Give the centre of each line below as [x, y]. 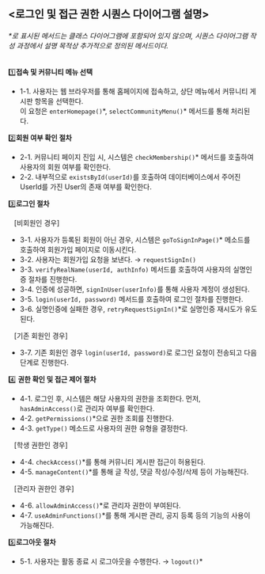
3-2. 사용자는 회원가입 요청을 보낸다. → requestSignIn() [108, 259]
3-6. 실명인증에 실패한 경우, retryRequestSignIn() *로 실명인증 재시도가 [131, 309]
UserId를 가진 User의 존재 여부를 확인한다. [85, 186]
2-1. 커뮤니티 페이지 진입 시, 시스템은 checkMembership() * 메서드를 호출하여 [137, 157]
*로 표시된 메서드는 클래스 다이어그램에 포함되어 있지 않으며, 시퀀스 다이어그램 [128, 36]
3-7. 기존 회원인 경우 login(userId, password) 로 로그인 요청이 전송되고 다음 [138, 352]
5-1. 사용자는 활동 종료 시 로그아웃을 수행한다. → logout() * [111, 561]
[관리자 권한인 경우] [44, 488]
